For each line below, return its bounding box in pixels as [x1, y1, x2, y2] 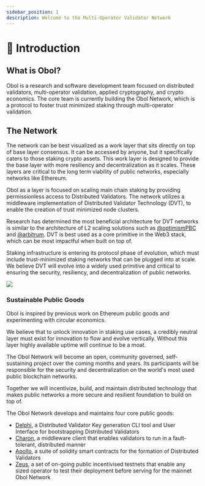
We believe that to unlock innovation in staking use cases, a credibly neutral [6, 328, 198, 335]
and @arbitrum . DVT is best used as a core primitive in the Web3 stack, [6, 231, 187, 238]
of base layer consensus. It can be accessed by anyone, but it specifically [6, 148, 193, 156]
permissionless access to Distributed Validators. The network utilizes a [6, 193, 185, 200]
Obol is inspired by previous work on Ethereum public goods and [6, 309, 170, 317]
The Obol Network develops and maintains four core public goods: [6, 409, 174, 417]
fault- [173, 434, 187, 442]
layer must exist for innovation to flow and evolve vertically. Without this [6, 334, 188, 342]
